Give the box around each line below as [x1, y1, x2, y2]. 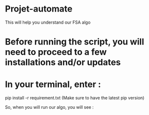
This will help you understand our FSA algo [5, 19, 91, 25]
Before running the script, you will [5, 36, 144, 47]
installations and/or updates [5, 57, 121, 68]
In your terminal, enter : [5, 79, 101, 90]
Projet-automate [5, 3, 73, 14]
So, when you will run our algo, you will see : [5, 104, 94, 110]
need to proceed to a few [5, 47, 107, 57]
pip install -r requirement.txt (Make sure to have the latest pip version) [5, 95, 145, 101]
